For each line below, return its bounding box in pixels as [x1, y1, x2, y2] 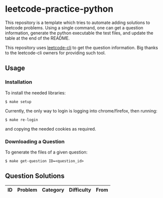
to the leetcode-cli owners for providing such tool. [5, 50, 106, 56]
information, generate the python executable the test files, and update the [5, 30, 154, 36]
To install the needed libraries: [5, 89, 66, 96]
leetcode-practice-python [5, 3, 114, 15]
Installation [5, 79, 33, 86]
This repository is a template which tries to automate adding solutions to [5, 20, 150, 25]
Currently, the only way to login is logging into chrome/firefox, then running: [5, 108, 158, 113]
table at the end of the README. [5, 35, 70, 41]
